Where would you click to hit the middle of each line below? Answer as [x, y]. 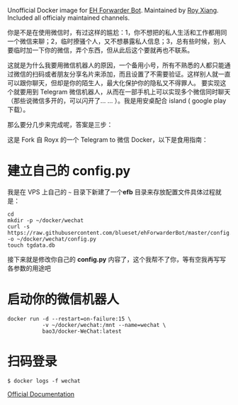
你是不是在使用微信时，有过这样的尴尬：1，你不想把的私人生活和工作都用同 [117, 32]
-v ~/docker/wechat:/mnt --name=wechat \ [104, 325]
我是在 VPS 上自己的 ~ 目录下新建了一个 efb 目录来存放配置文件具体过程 [112, 192]
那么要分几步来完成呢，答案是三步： [60, 124]
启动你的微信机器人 [63, 300]
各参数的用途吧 [29, 268]
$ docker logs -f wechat [44, 381]
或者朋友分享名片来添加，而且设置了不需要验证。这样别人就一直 [137, 74]
